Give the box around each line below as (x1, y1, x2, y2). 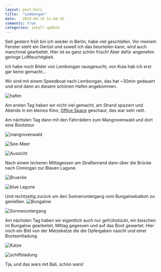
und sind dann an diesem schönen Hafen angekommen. (5, 83, 118, 89)
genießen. (5, 198, 25, 205)
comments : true (5, 20, 36, 26)
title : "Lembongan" (5, 12, 47, 17)
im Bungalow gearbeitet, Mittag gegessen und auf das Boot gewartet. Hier (5, 223, 155, 229)
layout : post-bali (5, 7, 42, 12)
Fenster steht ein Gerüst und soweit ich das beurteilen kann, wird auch (5, 44, 147, 50)
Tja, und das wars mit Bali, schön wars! (5, 261, 84, 267)
